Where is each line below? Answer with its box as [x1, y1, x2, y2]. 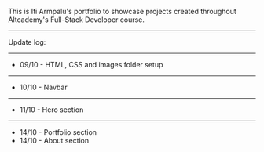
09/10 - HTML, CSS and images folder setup [19, 60, 163, 69]
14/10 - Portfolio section [19, 128, 97, 136]
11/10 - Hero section [19, 105, 84, 114]
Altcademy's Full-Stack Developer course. [8, 15, 145, 24]
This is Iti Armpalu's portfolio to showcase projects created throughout [8, 7, 237, 16]
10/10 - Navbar [19, 82, 68, 92]
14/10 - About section [19, 136, 90, 145]
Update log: [8, 38, 46, 46]
